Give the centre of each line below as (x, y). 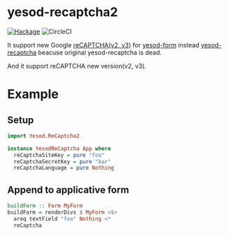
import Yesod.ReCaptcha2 (43, 136)
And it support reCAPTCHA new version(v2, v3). (77, 66)
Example (33, 94)
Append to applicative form (68, 190)
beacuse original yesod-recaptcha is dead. (100, 52)
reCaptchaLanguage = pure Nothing (64, 168)
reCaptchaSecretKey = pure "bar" (62, 161)
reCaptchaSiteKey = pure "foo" (59, 155)
